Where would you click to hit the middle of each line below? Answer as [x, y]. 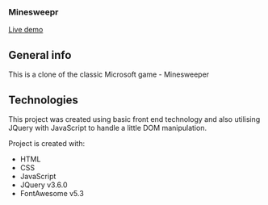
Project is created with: [47, 143]
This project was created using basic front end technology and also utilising [134, 119]
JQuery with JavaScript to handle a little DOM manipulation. [108, 128]
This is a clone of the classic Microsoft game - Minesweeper [109, 74]
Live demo [26, 30]
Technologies [44, 100]
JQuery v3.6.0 [44, 185]
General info [40, 55]
